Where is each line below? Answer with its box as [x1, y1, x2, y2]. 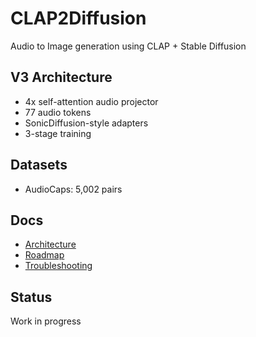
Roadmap [24, 249, 65, 261]
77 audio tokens [24, 106, 92, 118]
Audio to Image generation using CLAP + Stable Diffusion [10, 40, 247, 52]
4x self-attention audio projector [24, 95, 159, 107]
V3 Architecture [10, 69, 113, 86]
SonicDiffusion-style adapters [24, 117, 149, 129]
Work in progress [10, 315, 82, 327]
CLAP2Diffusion [10, 7, 147, 30]
